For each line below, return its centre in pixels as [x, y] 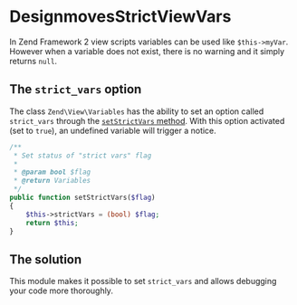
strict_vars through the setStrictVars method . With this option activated [147, 120]
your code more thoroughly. [61, 291]
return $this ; [52, 223]
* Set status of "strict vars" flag [82, 156]
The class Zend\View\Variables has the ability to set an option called [137, 111]
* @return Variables [52, 181]
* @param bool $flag [52, 172]
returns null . [33, 61]
